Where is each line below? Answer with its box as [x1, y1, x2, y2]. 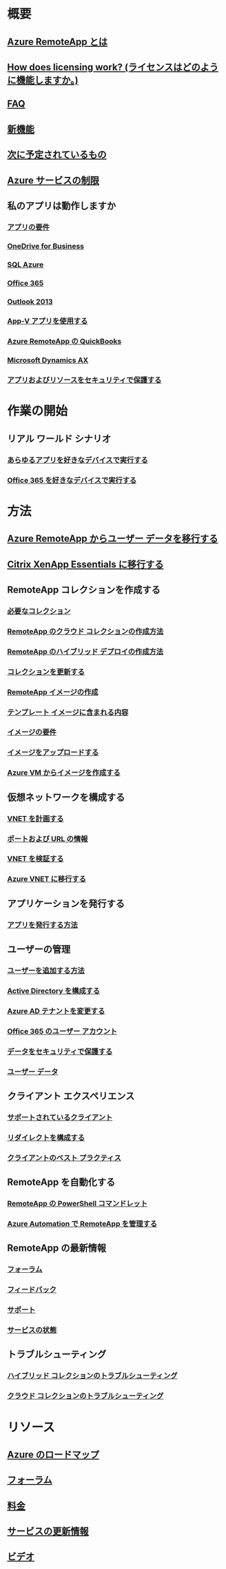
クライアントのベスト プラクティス [7, 1153, 122, 1163]
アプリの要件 [7, 222, 50, 231]
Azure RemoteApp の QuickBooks [7, 337, 122, 346]
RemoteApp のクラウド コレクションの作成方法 [7, 626, 164, 636]
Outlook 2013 [7, 297, 53, 306]
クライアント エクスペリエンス [7, 1090, 135, 1102]
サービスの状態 [7, 1325, 57, 1335]
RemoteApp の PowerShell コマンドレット [7, 1199, 148, 1209]
